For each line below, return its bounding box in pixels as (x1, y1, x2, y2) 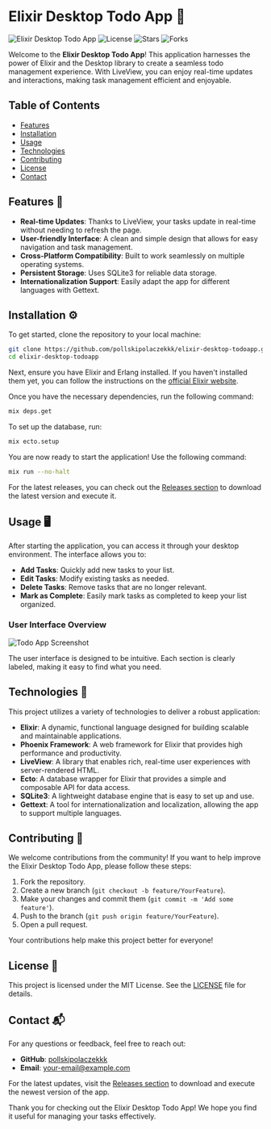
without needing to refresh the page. (19, 225, 143, 235)
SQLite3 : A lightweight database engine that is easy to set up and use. (19, 791, 255, 801)
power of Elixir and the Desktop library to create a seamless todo (8, 58, 224, 68)
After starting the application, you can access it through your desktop (8, 541, 240, 550)
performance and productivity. (19, 748, 123, 758)
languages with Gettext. (19, 285, 99, 295)
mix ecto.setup (8, 437, 60, 445)
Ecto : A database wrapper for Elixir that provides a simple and (19, 774, 227, 784)
